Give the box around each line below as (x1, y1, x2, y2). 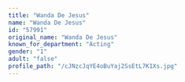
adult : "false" (8, 55, 58, 63)
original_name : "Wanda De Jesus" (8, 33, 118, 41)
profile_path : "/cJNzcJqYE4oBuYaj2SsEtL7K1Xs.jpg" (8, 62, 178, 70)
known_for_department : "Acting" (8, 41, 114, 48)
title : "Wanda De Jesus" (8, 11, 90, 20)
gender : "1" (8, 48, 47, 55)
